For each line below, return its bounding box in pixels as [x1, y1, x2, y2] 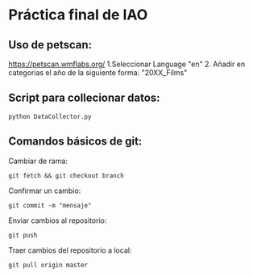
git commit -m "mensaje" [8, 201, 92, 209]
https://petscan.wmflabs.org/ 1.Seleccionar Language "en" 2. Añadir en [8, 59, 246, 69]
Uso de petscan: [8, 38, 93, 52]
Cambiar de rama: [8, 156, 68, 166]
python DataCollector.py [8, 112, 92, 120]
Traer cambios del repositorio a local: [8, 245, 132, 255]
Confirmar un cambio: [8, 186, 81, 195]
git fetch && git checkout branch [8, 171, 125, 179]
